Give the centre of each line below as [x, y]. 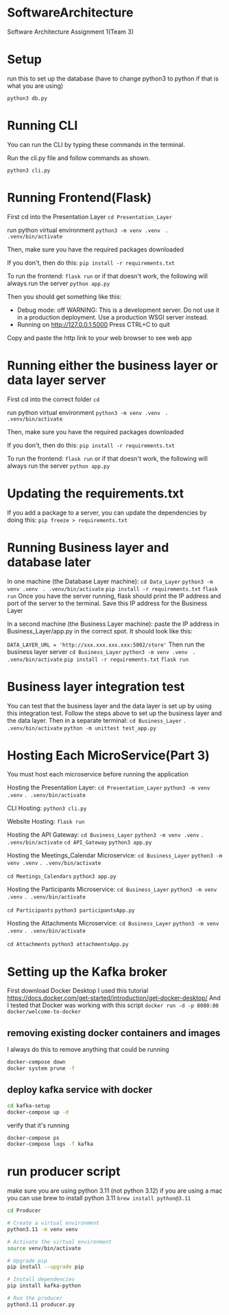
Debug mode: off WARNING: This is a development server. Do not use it [118, 310]
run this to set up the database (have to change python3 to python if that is [113, 78]
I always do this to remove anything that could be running [88, 1050]
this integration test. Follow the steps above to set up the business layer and [114, 713]
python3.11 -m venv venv [43, 1229]
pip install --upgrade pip [46, 1267]
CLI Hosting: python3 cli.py [47, 808]
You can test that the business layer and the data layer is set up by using [109, 706]
